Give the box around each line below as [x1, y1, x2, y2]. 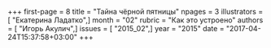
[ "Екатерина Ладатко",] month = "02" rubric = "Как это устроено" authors [7, 15, 264, 25]
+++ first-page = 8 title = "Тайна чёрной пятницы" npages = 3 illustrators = [7, 7, 264, 16]
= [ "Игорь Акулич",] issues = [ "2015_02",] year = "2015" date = [7, 24, 225, 33]
